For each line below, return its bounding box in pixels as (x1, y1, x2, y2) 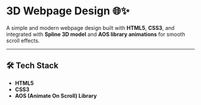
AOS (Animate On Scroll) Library (14, 92, 97, 99)
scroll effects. (6, 37, 40, 44)
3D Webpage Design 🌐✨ (6, 4, 130, 18)
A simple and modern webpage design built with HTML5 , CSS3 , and (6, 24, 175, 31)
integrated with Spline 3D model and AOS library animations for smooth (6, 30, 185, 38)
